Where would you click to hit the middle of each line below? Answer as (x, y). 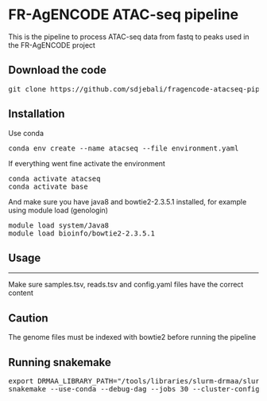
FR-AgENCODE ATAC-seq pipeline (124, 15)
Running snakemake (60, 362)
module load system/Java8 (59, 225)
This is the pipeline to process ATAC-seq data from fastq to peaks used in (129, 37)
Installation (37, 114)
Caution (29, 318)
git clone (27, 89)
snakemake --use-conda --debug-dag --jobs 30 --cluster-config (134, 389)
